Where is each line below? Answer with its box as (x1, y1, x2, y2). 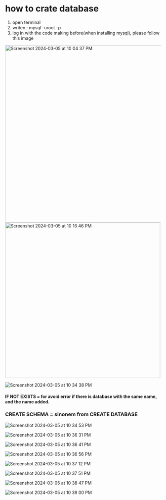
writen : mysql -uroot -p (12, 24, 61, 30)
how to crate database (5, 3, 99, 14)
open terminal (12, 19, 41, 25)
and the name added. (5, 398, 50, 404)
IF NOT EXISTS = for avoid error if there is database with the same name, (5, 393, 157, 399)
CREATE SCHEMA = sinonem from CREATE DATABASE (5, 411, 138, 418)
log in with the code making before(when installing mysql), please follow (12, 30, 160, 36)
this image (12, 35, 34, 41)
